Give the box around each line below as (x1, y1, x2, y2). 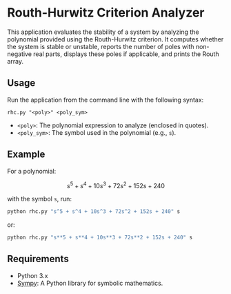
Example (7, 149, 46, 160)
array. (7, 57, 24, 65)
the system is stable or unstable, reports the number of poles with (7, 42, 194, 50)
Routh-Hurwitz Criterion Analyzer (7, 5, 205, 21)
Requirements (7, 253, 69, 265)
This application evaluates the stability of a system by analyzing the (7, 28, 199, 36)
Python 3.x (17, 271, 48, 279)
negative (7, 50, 32, 58)
